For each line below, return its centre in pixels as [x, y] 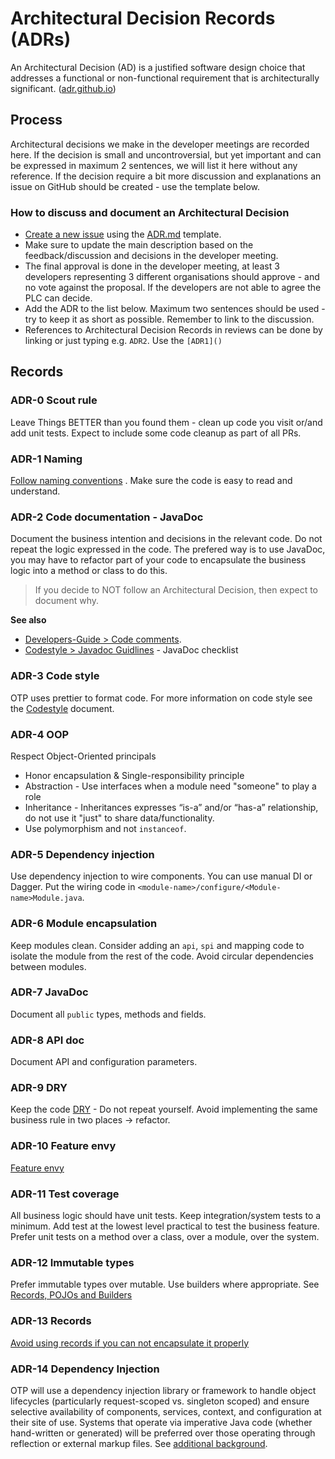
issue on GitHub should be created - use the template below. [135, 186]
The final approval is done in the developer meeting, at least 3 [152, 266]
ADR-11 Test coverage [65, 1194]
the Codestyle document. [62, 708]
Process [36, 120]
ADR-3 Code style [55, 676]
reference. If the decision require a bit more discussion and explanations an [166, 176]
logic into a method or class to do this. [89, 571]
